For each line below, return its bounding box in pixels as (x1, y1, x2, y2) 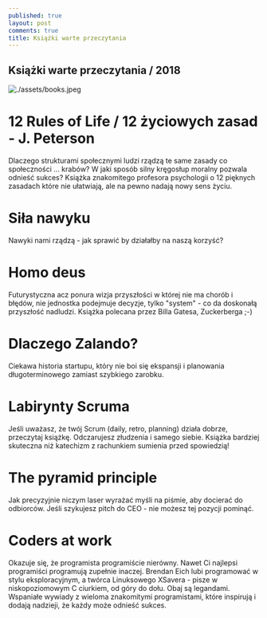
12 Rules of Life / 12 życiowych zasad (8, 112, 258, 131)
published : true (8, 11, 62, 20)
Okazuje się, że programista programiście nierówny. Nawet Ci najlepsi (8, 557, 238, 567)
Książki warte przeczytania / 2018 (8, 63, 181, 77)
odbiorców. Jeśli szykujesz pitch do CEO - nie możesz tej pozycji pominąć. (8, 503, 254, 513)
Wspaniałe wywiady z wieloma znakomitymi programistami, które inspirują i (8, 592, 257, 601)
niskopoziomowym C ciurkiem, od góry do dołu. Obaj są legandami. (8, 583, 230, 592)
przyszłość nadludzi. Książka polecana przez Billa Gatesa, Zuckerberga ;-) (8, 306, 253, 316)
